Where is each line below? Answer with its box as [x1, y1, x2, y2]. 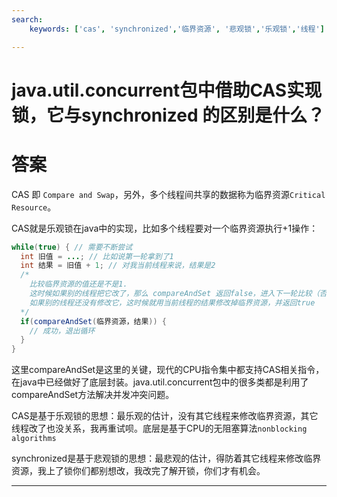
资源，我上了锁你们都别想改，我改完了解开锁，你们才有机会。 [11, 465, 266, 477]
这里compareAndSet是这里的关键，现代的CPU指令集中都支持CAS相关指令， [11, 364, 325, 376]
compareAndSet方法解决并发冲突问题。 [11, 389, 175, 401]
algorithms [11, 434, 57, 444]
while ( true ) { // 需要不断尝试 [11, 242, 133, 252]
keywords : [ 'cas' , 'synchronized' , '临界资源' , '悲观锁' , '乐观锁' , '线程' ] [29, 24, 325, 34]
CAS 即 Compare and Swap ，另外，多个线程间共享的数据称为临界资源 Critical [11, 188, 326, 200]
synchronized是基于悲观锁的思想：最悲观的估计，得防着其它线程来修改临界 [11, 452, 322, 465]
